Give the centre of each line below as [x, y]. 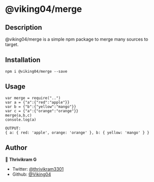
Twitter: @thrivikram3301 [38, 169]
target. [12, 45]
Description [24, 27]
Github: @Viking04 [31, 175]
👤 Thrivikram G [21, 160]
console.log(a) [21, 120]
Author [16, 148]
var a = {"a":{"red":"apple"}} [37, 102]
